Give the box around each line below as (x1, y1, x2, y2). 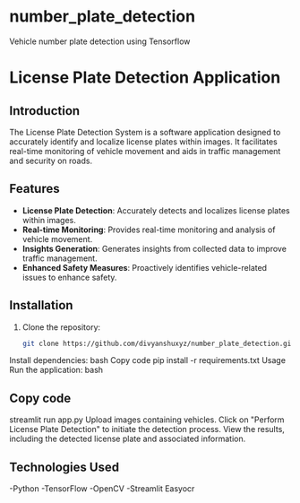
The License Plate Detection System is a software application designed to (9, 126, 281, 137)
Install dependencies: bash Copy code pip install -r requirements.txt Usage (9, 355, 287, 366)
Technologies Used (9, 459, 119, 474)
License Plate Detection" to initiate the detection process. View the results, (9, 424, 285, 435)
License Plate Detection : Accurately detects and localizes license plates (21, 204, 290, 216)
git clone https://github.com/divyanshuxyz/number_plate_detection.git (21, 339, 296, 348)
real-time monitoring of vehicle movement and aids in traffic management (9, 145, 281, 156)
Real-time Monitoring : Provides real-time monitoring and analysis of (21, 224, 276, 235)
